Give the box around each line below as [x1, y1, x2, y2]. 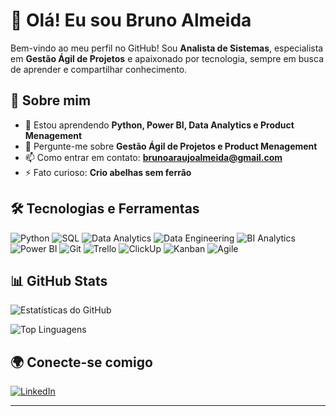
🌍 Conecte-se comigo [10, 354, 153, 371]
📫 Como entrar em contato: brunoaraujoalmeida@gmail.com [24, 151, 283, 163]
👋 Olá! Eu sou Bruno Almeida [10, 9, 252, 32]
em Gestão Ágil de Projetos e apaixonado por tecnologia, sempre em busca [10, 52, 325, 64]
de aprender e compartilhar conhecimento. [10, 63, 188, 75]
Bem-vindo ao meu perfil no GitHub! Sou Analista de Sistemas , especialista [10, 42, 324, 54]
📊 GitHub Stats [10, 272, 108, 289]
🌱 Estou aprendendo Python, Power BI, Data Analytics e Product [24, 119, 295, 131]
